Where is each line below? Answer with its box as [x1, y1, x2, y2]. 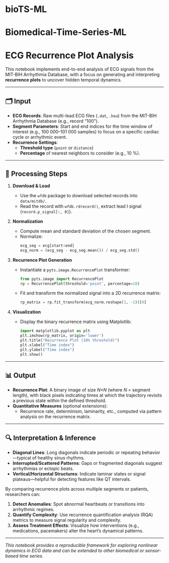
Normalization [12, 218, 43, 224]
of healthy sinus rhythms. [32, 455, 85, 461]
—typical [12, 455, 31, 461]
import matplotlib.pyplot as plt [20, 329, 91, 334]
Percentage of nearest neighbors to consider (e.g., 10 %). [20, 150, 140, 156]
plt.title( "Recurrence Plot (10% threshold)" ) [20, 338, 120, 343]
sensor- [145, 547, 161, 554]
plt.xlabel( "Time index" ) [20, 342, 74, 348]
